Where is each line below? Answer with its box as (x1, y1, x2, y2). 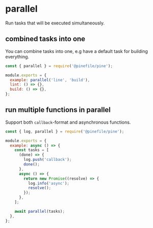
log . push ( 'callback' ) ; (23, 157, 72, 162)
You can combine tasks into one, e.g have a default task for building (5, 48, 148, 54)
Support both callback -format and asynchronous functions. (5, 119, 131, 125)
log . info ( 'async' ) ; (28, 181, 70, 186)
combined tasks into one (5, 35, 86, 43)
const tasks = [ (14, 148, 49, 153)
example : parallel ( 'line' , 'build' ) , (10, 77, 90, 82)
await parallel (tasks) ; (14, 209, 65, 214)
